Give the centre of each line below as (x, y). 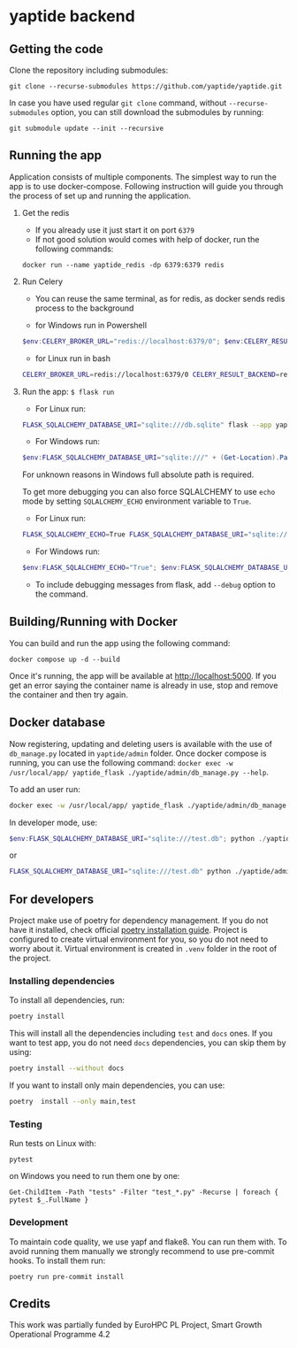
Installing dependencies (62, 982)
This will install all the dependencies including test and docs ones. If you (141, 1034)
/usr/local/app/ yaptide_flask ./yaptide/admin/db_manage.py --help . (139, 772)
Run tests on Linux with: (53, 1144)
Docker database (57, 723)
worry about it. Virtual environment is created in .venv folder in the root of (143, 949)
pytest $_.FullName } (49, 1200)
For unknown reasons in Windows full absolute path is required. (138, 474)
